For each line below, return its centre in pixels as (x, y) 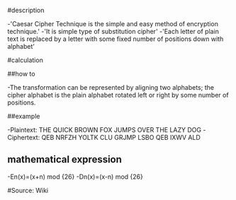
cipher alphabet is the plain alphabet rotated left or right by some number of (118, 95)
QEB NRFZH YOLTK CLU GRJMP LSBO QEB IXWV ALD (121, 137)
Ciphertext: (24, 137)
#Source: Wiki (28, 190)
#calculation (26, 60)
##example (24, 116)
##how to (21, 74)
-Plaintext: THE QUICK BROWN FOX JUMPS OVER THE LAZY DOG (105, 130)
